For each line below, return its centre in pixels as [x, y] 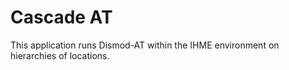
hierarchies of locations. [60, 55]
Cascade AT [61, 17]
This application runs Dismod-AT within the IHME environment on [145, 45]
